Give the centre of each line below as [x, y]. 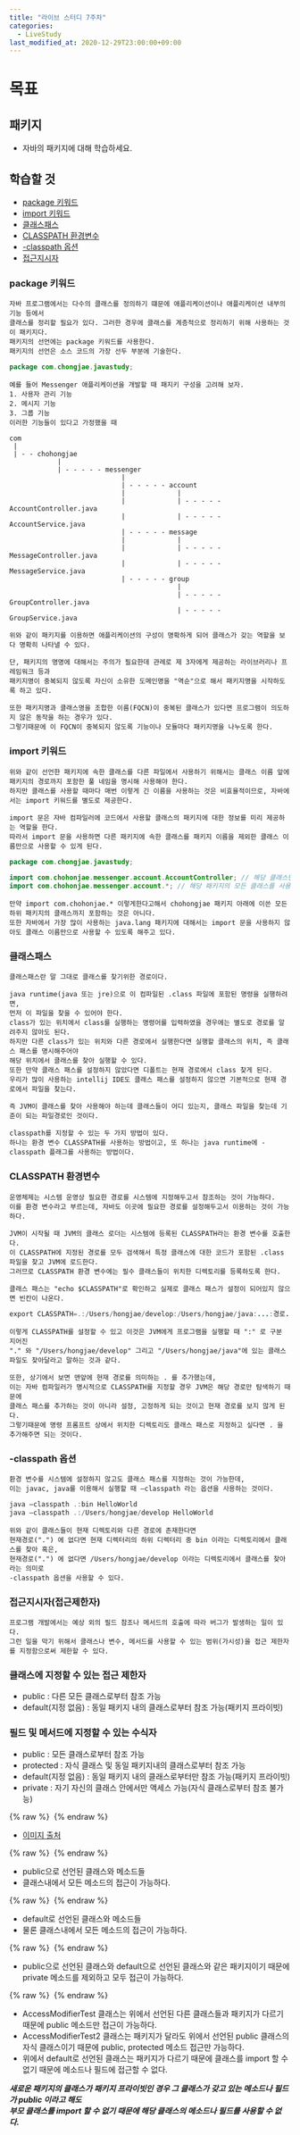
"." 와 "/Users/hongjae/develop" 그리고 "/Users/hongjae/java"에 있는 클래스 [148, 1351]
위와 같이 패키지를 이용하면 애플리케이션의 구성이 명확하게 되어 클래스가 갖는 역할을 [142, 636]
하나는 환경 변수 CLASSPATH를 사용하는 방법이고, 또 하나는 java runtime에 [133, 1143]
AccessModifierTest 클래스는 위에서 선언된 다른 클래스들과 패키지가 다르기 [153, 2014]
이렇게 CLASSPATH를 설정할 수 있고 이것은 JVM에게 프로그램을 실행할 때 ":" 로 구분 [146, 1331]
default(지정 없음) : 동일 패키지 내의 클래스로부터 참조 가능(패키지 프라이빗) [153, 1707]
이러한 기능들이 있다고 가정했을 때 [63, 423]
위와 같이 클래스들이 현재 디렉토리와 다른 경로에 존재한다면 [103, 1530]
